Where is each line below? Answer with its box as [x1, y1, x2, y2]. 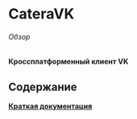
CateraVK [8, 5, 75, 23]
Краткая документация [8, 101, 93, 111]
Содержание [8, 80, 78, 93]
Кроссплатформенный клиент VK [8, 57, 129, 67]
